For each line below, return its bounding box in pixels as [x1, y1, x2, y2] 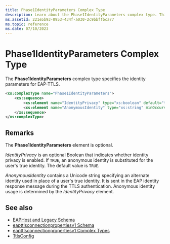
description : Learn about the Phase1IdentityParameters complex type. [5, 12, 157, 17]
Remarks [5, 128, 34, 137]
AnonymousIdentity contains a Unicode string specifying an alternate [5, 172, 150, 179]
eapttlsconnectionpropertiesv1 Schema [12, 222, 95, 228]
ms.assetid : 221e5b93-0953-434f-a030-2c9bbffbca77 [5, 17, 114, 22]
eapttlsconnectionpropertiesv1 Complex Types [12, 227, 110, 233]
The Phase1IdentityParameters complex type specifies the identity [5, 76, 146, 82]
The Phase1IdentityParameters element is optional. [5, 142, 113, 148]
